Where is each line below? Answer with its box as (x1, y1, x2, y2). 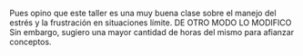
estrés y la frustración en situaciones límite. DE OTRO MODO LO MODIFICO (9, 17, 292, 28)
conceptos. (9, 36, 52, 47)
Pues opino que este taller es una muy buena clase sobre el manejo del (9, 8, 277, 18)
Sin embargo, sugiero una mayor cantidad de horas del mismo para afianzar (9, 27, 294, 37)
